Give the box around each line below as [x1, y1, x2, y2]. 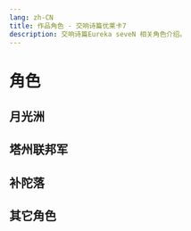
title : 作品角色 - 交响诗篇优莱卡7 [9, 21, 127, 30]
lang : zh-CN [9, 12, 54, 22]
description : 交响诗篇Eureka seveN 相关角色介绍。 [9, 29, 187, 38]
